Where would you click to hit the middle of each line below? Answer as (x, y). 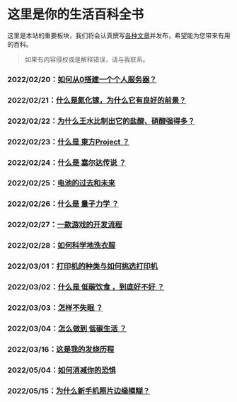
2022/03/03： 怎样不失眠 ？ (56, 308)
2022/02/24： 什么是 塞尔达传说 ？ (67, 162)
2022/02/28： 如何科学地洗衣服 (62, 246)
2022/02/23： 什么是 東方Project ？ (68, 142)
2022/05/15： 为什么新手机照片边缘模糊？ (79, 391)
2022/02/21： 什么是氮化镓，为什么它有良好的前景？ (97, 100)
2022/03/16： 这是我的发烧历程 (61, 349)
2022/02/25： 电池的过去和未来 (61, 183)
